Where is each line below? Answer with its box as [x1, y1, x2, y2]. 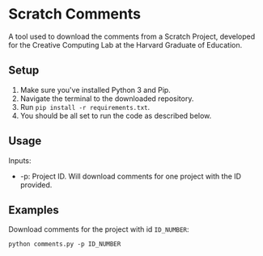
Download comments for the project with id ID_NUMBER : [8, 225, 189, 234]
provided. [19, 179, 53, 190]
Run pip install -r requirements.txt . [19, 102, 151, 111]
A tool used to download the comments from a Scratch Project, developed [8, 31, 256, 41]
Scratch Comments [8, 5, 142, 23]
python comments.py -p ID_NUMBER [8, 240, 121, 249]
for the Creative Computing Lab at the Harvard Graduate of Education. [8, 40, 243, 49]
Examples [8, 203, 59, 216]
